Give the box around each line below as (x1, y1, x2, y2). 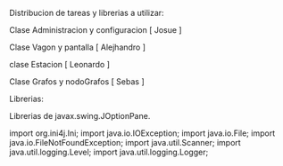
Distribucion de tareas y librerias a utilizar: (9, 8, 164, 18)
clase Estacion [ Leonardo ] (9, 59, 110, 69)
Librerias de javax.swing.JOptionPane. (9, 111, 151, 121)
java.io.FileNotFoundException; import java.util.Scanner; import (9, 138, 241, 147)
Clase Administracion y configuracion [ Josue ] (9, 25, 182, 35)
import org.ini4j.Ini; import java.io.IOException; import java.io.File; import (9, 128, 275, 138)
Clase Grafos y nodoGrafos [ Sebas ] (9, 76, 145, 87)
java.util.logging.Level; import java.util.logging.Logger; (9, 146, 209, 157)
